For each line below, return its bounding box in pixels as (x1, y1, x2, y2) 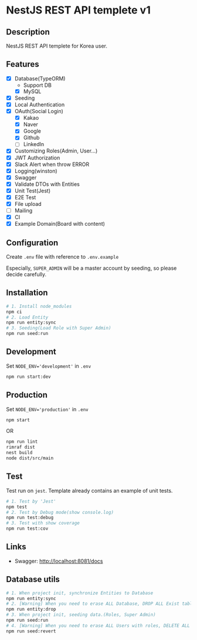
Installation (6, 288, 48, 298)
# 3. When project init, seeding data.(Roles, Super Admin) (6, 612, 157, 618)
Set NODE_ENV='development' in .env (6, 362, 91, 370)
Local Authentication (14, 101, 65, 108)
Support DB (23, 82, 52, 89)
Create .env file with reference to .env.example (6, 253, 119, 260)
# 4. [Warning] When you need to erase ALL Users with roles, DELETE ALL (6, 622, 191, 628)
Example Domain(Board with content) (14, 221, 106, 228)
